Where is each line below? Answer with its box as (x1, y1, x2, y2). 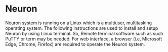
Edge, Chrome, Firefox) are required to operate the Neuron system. (5, 41, 145, 47)
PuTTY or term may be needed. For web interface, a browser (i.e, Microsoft (5, 36, 162, 42)
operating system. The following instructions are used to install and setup (5, 25, 158, 31)
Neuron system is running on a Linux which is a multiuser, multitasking (5, 20, 152, 26)
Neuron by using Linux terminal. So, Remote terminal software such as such (5, 30, 163, 36)
